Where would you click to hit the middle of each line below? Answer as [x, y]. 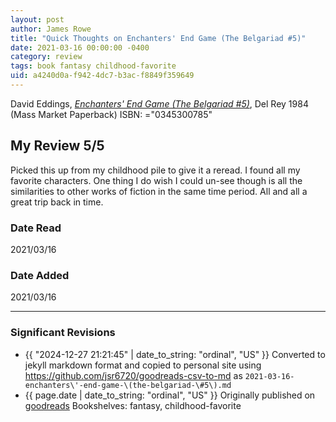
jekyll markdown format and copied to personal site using [143, 365]
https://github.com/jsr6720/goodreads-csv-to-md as [133, 375]
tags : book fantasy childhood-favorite [93, 66]
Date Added [40, 275]
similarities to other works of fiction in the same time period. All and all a [159, 191]
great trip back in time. [57, 202]
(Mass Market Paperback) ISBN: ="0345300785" [111, 114]
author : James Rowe [51, 29]
